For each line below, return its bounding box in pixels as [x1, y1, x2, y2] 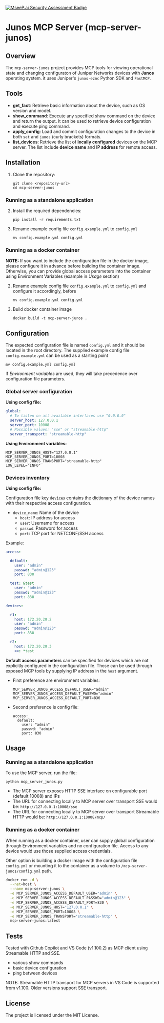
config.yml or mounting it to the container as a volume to [5, 862, 120, 868]
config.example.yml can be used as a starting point [5, 352, 109, 358]
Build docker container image [12, 306, 72, 312]
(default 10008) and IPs [12, 793, 60, 799]
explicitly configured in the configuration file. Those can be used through [5, 663, 153, 669]
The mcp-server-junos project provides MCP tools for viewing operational [5, 65, 153, 71]
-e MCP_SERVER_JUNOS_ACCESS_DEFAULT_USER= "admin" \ [10, 891, 118, 896]
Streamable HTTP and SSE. [5, 950, 61, 956]
